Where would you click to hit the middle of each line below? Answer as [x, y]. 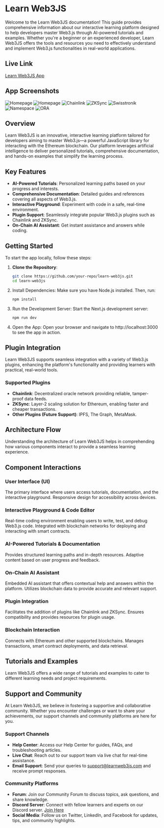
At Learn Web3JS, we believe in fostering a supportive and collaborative [78, 706]
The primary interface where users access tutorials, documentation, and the [82, 492]
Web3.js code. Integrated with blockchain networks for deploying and [75, 526]
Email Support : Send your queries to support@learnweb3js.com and [81, 766]
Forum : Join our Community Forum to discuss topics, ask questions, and [85, 794]
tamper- [140, 393]
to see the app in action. [36, 332]
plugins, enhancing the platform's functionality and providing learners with [80, 365]
